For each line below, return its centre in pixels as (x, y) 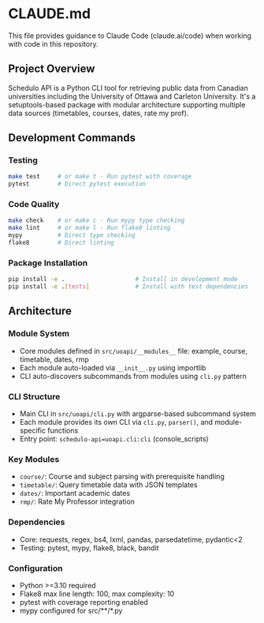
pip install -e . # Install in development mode (123, 280)
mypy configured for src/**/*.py (71, 610)
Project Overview (52, 69)
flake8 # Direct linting (61, 243)
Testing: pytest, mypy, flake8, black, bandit (89, 548)
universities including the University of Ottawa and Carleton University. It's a (132, 96)
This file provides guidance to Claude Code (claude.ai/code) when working (130, 36)
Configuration (35, 568)
